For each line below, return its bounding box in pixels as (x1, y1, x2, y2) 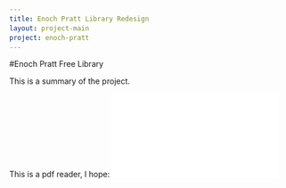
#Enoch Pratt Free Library (9, 59, 104, 69)
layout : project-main (9, 23, 90, 33)
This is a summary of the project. (9, 76, 131, 86)
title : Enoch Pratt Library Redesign (9, 14, 150, 23)
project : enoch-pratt (9, 33, 90, 42)
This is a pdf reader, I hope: (9, 169, 110, 180)
